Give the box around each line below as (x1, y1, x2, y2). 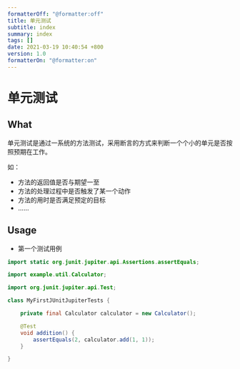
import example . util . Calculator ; (7, 271, 107, 278)
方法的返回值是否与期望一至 (17, 178, 100, 186)
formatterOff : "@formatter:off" (7, 10, 104, 18)
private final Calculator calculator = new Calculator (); (20, 310, 196, 318)
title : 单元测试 (7, 17, 51, 24)
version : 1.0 (7, 51, 46, 58)
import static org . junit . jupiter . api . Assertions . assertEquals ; (7, 258, 200, 266)
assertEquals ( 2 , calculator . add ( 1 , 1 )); (33, 336, 155, 343)
